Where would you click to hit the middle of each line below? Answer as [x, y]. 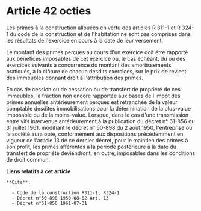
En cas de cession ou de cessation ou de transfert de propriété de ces [93, 89]
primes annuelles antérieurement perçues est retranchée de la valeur [92, 102]
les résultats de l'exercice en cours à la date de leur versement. [85, 40]
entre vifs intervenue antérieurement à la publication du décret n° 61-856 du [100, 121]
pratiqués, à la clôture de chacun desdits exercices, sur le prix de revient [96, 71]
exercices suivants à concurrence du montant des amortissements [89, 65]
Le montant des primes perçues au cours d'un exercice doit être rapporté [97, 52]
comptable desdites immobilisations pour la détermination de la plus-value [99, 108]
